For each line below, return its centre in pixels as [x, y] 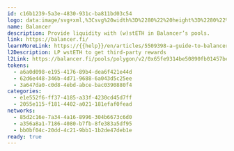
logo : [15, 20]
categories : [24, 91]
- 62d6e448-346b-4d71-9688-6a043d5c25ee [73, 78]
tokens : [18, 65]
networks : [22, 111]
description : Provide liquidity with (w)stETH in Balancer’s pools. [109, 33]
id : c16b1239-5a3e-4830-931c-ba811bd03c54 [70, 14]
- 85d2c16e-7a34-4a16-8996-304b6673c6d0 [73, 117]
